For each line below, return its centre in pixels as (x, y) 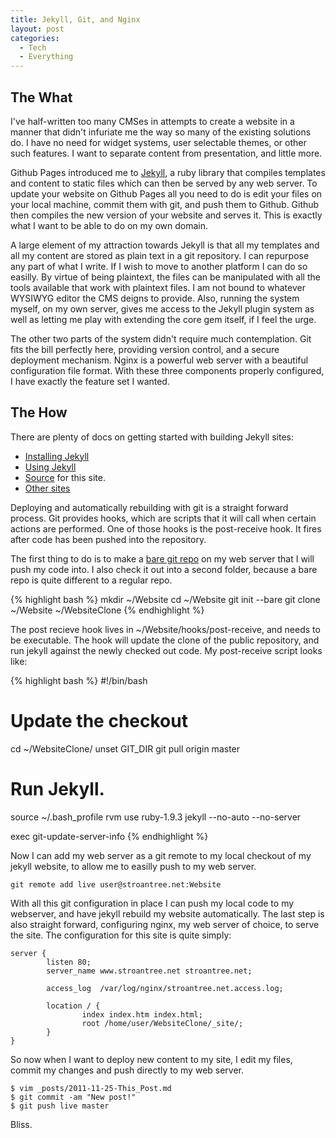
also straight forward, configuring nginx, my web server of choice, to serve (165, 924)
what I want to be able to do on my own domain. (109, 225)
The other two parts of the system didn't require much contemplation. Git (161, 338)
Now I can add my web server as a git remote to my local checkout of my (161, 855)
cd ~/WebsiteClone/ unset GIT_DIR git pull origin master (125, 748)
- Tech (33, 47)
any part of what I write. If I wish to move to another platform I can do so (159, 266)
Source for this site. (65, 477)
